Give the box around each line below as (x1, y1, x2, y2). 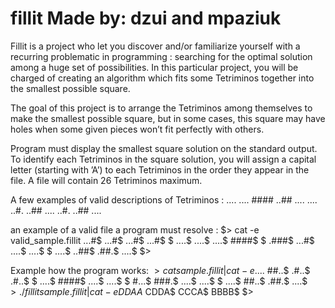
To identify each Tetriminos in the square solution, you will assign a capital (10, 153, 317, 165)
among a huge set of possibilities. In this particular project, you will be (10, 61, 299, 73)
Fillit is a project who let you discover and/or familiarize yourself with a (10, 40, 301, 52)
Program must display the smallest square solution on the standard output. (10, 142, 318, 154)
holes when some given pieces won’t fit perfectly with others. (10, 123, 265, 135)
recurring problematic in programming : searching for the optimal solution (10, 50, 313, 62)
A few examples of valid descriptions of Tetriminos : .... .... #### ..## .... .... (10, 193, 318, 206)
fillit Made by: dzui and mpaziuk (10, 7, 282, 30)
